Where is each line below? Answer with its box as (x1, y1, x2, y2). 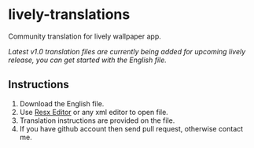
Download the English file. (19, 98, 105, 108)
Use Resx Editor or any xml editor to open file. (19, 107, 169, 117)
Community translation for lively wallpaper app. (8, 31, 161, 41)
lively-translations (8, 6, 131, 24)
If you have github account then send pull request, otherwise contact (19, 124, 244, 133)
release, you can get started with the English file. (8, 55, 167, 65)
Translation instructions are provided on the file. (19, 116, 175, 125)
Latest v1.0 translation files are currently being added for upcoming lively (8, 46, 246, 56)
